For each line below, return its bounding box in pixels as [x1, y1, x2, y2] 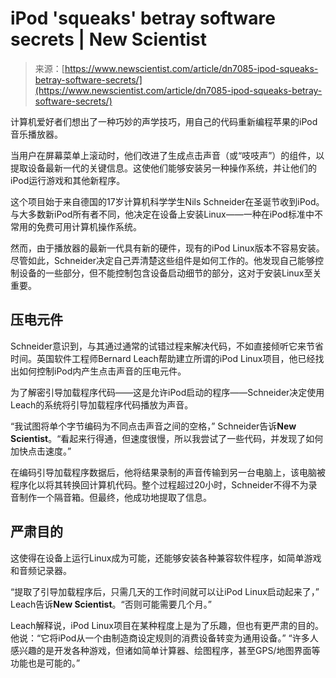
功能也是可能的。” [10, 657, 81, 669]
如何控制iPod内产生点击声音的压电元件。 [18, 365, 187, 377]
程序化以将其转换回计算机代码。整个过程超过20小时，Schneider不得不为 [10, 478, 309, 491]
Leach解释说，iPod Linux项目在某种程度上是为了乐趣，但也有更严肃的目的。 [10, 619, 325, 631]
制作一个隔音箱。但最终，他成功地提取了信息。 [18, 491, 212, 503]
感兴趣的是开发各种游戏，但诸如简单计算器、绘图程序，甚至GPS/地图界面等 [10, 644, 321, 656]
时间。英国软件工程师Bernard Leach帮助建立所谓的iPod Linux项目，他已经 [10, 352, 316, 364]
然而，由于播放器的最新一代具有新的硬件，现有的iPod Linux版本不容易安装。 [10, 242, 325, 254]
